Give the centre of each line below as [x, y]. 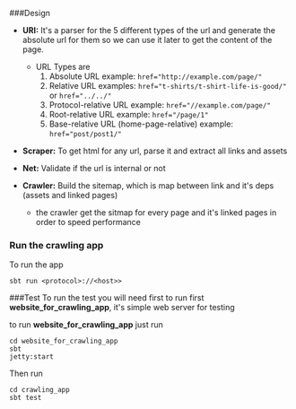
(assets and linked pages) [70, 195]
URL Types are [63, 67]
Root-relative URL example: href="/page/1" [129, 114]
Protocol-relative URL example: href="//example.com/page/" [160, 105]
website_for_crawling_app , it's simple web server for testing [122, 308]
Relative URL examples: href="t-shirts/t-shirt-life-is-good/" [168, 86]
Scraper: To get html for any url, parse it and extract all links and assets [155, 151]
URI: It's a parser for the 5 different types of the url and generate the [149, 30]
